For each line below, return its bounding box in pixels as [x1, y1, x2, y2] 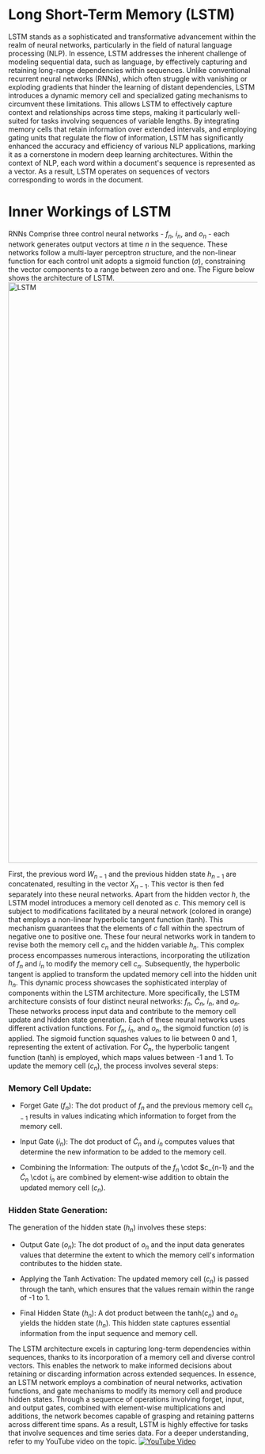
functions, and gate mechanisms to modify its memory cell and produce [8, 1386, 243, 1396]
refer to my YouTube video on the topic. [8, 1437, 138, 1446]
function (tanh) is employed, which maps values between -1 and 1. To [8, 1053, 234, 1062]
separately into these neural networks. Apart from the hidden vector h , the [8, 890, 251, 899]
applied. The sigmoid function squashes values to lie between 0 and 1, [8, 1034, 237, 1043]
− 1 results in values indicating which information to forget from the [19, 1111, 237, 1123]
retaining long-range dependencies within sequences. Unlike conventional [8, 65, 251, 75]
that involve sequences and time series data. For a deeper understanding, [8, 1429, 249, 1438]
